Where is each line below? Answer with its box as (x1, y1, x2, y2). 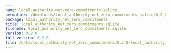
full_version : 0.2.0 (5, 36, 49, 41)
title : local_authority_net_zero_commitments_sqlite (5, 21, 120, 27)
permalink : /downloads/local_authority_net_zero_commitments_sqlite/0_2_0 (5, 12, 167, 17)
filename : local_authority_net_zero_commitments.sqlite (5, 26, 126, 31)
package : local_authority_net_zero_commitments (5, 17, 108, 22)
